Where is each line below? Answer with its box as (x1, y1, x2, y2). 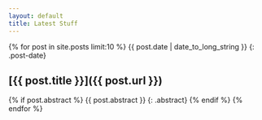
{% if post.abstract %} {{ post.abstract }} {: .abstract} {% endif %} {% (8, 95, 243, 105)
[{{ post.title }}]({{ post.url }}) (8, 74, 163, 88)
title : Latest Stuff (8, 19, 79, 28)
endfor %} (8, 104, 43, 114)
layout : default (8, 11, 63, 20)
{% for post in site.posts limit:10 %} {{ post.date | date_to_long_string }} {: (8, 41, 255, 51)
